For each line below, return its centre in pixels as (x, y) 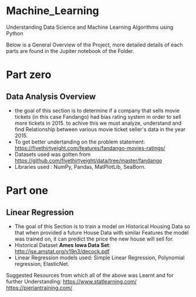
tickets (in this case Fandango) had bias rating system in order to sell (98, 116)
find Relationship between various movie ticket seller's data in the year (100, 129)
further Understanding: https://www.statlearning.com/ (71, 281)
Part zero (29, 75)
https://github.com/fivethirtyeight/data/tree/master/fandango (88, 161)
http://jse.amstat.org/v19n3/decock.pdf (62, 251)
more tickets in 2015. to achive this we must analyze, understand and (98, 123)
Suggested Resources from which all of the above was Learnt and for (90, 275)
